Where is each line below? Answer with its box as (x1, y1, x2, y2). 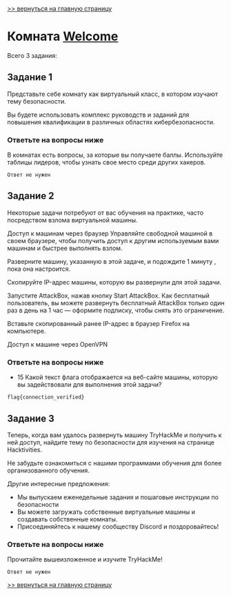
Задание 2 (7, 190, 54, 202)
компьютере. (7, 327, 46, 335)
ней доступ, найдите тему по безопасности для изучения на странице (7, 438, 215, 446)
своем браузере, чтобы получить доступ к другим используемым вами (7, 236, 219, 244)
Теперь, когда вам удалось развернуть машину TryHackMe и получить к (7, 430, 222, 439)
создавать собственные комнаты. (17, 515, 118, 523)
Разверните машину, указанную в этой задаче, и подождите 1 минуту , (7, 257, 217, 265)
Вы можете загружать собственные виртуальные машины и (17, 508, 195, 516)
